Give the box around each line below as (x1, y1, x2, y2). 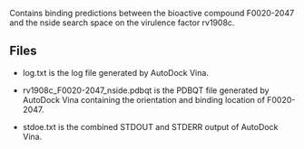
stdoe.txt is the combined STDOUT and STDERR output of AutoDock (22, 121, 279, 132)
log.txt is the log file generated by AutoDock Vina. (22, 67, 209, 78)
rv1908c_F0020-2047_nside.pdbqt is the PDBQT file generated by (22, 85, 270, 96)
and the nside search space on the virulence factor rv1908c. (9, 17, 235, 28)
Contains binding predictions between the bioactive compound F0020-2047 (9, 8, 295, 18)
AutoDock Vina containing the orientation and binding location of (22, 94, 266, 105)
